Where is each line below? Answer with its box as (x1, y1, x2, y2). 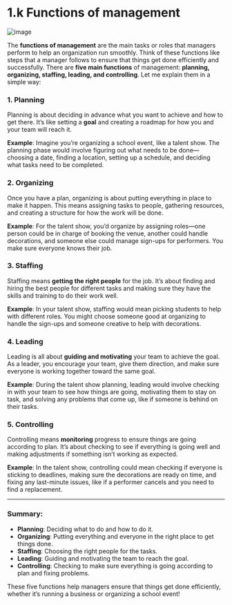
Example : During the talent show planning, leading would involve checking (7, 381, 220, 389)
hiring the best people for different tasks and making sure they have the (7, 284, 211, 292)
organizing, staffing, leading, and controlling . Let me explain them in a (7, 70, 211, 79)
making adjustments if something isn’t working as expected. (7, 450, 178, 459)
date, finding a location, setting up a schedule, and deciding (40, 153, 211, 162)
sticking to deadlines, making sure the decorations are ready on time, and (7, 471, 217, 479)
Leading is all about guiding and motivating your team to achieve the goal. (7, 352, 220, 361)
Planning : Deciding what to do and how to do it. (17, 525, 153, 533)
